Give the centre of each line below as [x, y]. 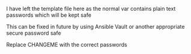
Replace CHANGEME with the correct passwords [67, 45]
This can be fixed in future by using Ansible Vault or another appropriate [95, 27]
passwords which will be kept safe [49, 15]
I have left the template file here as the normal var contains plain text [91, 9]
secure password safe [34, 33]
